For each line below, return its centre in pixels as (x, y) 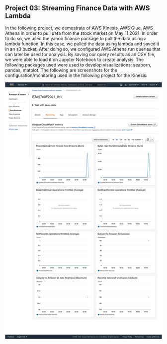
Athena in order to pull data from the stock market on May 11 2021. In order (82, 33)
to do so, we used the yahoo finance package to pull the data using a (76, 38)
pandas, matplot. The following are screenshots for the (61, 70)
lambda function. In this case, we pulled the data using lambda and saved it (82, 44)
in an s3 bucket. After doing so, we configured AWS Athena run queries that (83, 49)
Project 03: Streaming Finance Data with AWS (78, 8)
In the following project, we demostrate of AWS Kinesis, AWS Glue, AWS (79, 28)
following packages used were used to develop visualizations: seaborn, (78, 65)
